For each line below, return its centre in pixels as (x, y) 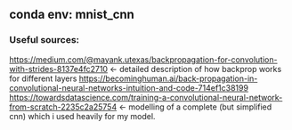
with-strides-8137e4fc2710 (59, 69)
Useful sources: (45, 40)
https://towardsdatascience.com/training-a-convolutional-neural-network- (146, 97)
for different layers (43, 78)
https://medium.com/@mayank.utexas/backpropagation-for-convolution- (143, 59)
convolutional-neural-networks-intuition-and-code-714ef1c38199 (129, 87)
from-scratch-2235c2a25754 (63, 107)
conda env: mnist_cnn (72, 15)
